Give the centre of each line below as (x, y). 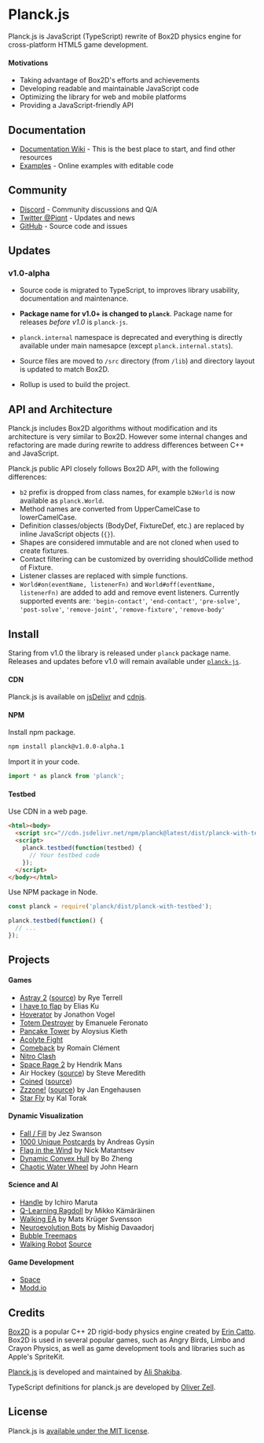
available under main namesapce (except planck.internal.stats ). (126, 346)
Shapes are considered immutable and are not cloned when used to (129, 543)
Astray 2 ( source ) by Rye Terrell (71, 998)
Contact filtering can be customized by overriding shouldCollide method (136, 559)
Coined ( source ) (46, 1081)
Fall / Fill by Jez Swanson (60, 1133)
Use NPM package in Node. (53, 892)
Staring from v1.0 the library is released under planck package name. (119, 653)
